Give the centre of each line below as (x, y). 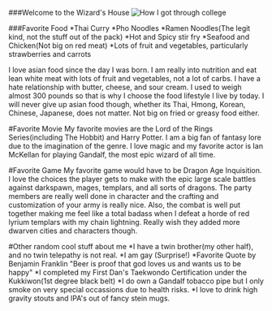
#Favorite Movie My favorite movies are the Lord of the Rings (111, 129)
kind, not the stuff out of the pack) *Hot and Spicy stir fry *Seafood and (129, 37)
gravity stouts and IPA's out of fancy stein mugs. (89, 298)
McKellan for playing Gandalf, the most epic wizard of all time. (112, 155)
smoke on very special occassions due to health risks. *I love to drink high (133, 289)
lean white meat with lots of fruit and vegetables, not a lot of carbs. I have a (135, 78)
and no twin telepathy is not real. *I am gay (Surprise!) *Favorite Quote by (132, 255)
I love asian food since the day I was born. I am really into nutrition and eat (133, 70)
